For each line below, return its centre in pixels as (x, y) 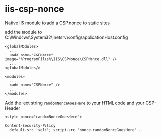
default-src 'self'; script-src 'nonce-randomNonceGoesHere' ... (78, 130)
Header (13, 108)
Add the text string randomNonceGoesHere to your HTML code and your (75, 103)
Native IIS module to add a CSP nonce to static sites (57, 23)
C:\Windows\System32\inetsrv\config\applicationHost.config (67, 37)
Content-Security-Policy (30, 125)
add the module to (23, 32)
